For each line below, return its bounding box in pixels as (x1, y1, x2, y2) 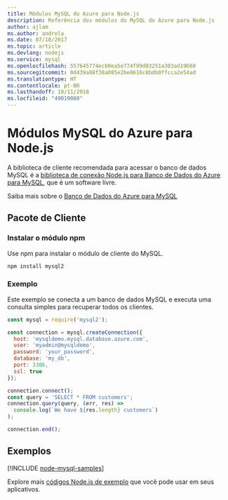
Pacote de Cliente (7, 212, 86, 224)
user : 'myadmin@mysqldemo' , (13, 342, 96, 349)
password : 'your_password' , (13, 349, 96, 356)
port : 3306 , (13, 362, 49, 369)
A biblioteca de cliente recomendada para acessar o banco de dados (7, 163, 207, 172)
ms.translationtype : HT (7, 75, 77, 83)
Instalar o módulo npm (7, 233, 86, 243)
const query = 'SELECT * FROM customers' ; (7, 393, 133, 400)
